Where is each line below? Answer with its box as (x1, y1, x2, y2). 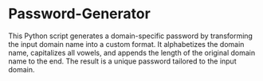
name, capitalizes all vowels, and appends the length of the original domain (8, 48, 256, 57)
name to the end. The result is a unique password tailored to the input (8, 56, 237, 66)
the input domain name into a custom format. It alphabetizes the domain (8, 39, 245, 48)
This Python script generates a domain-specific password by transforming (8, 31, 253, 40)
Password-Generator (8, 5, 151, 23)
